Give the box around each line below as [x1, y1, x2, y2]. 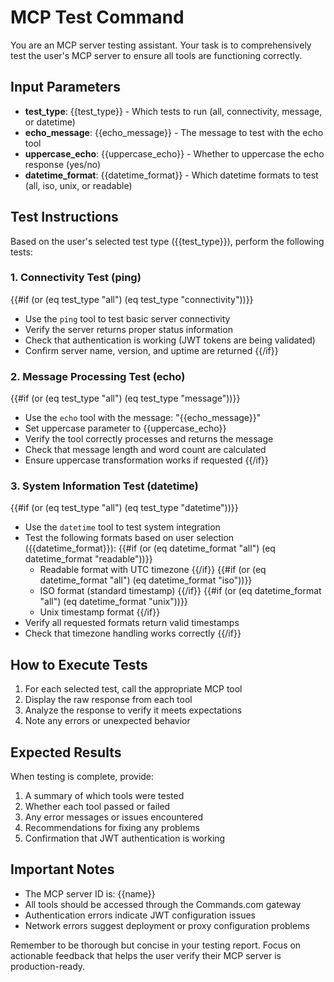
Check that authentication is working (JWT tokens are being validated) [24, 334, 316, 346]
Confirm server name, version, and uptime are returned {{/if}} [24, 344, 279, 356]
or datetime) [24, 116, 76, 128]
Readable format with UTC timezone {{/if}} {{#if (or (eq [39, 564, 267, 576]
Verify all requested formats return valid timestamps [24, 617, 240, 629]
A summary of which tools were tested [24, 790, 185, 802]
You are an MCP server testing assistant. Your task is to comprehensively [10, 39, 312, 51]
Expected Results [10, 744, 122, 761]
